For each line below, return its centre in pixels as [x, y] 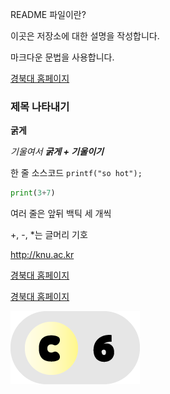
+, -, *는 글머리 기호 [49, 235]
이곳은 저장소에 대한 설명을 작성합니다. [85, 36]
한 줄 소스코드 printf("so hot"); [76, 173]
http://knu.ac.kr [42, 255]
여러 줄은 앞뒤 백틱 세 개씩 [61, 214]
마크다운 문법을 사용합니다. [62, 57]
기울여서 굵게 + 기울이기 [57, 152]
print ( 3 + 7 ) [33, 193]
